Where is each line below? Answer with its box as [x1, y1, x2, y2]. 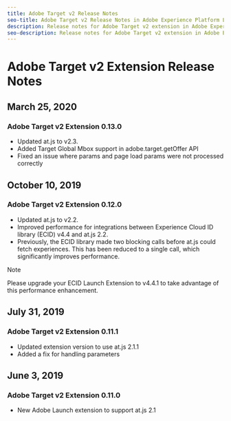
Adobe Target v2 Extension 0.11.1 [7, 327, 119, 336]
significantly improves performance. [16, 252, 120, 260]
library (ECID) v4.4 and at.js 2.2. [16, 230, 109, 238]
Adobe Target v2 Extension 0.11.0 [7, 390, 121, 400]
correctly [16, 159, 43, 167]
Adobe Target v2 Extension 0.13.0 [7, 121, 122, 131]
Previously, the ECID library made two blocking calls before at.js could [16, 237, 217, 245]
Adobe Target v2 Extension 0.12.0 [7, 200, 122, 209]
